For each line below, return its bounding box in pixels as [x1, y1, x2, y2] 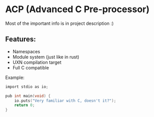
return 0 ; [14, 103, 35, 108]
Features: [5, 35, 36, 44]
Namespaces [12, 48, 40, 54]
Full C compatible [12, 64, 49, 70]
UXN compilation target [12, 59, 62, 65]
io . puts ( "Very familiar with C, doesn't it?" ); [14, 98, 116, 103]
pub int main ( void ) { [5, 93, 51, 98]
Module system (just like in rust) [12, 54, 80, 60]
